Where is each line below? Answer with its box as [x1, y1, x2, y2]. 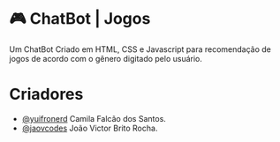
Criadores [9, 85, 84, 104]
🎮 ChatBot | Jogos [9, 9, 151, 29]
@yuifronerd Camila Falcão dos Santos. [21, 113, 166, 123]
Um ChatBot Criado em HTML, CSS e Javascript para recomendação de [9, 43, 272, 55]
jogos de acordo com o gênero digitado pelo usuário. [9, 53, 203, 64]
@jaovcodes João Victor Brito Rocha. [21, 123, 158, 133]
